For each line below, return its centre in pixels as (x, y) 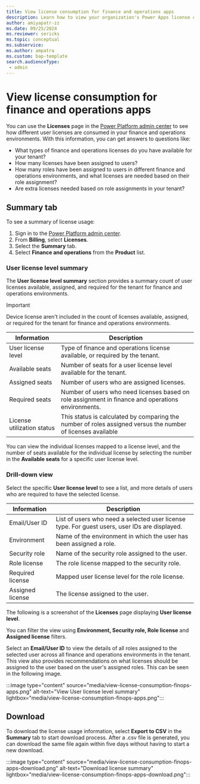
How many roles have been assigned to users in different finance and (100, 170)
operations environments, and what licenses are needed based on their (102, 176)
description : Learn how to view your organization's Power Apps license (98, 17)
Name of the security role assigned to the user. (121, 553)
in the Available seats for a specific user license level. (73, 459)
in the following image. (34, 673)
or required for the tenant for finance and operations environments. (88, 323)
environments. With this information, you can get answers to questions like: (98, 139)
